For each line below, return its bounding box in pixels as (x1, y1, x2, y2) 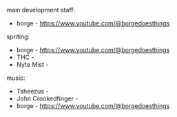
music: (6, 74, 25, 82)
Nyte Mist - (16, 61, 49, 68)
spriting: (6, 32, 30, 41)
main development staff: (6, 6, 76, 14)
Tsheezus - (16, 87, 49, 95)
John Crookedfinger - (16, 94, 79, 103)
